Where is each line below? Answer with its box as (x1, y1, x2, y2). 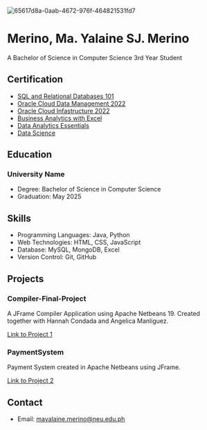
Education (7, 149, 53, 160)
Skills (7, 212, 31, 224)
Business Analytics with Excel (17, 114, 102, 122)
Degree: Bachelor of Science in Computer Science (17, 185, 161, 194)
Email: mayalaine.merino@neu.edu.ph (17, 415, 125, 423)
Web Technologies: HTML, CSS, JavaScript (17, 239, 141, 247)
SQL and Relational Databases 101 (17, 92, 114, 100)
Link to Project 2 (7, 377, 54, 385)
